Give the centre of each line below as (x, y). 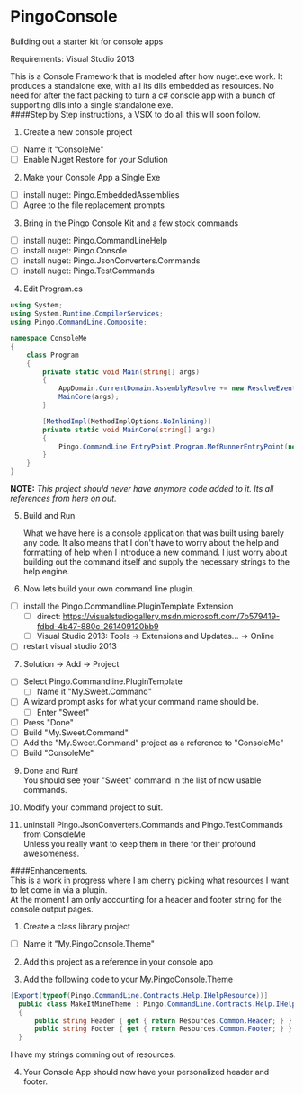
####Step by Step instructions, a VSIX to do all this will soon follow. (135, 114)
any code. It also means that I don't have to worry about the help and (151, 543)
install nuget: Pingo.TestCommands (89, 271)
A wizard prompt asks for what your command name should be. (141, 702)
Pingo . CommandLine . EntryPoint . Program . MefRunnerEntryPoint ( (173, 447)
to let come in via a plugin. (59, 889)
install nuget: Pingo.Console (75, 251)
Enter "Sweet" (63, 712)
